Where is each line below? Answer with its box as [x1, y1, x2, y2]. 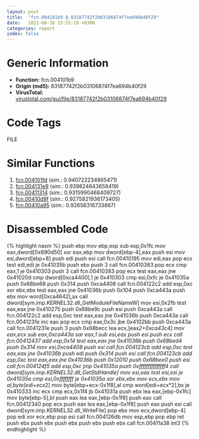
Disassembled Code [7, 223, 108, 236]
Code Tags [7, 116, 61, 130]
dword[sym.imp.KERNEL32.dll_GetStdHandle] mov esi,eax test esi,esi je [7, 369, 184, 376]
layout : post [7, 8, 39, 15]
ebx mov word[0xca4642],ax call [7, 292, 88, 300]
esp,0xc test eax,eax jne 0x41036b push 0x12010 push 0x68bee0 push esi [7, 356, 190, 363]
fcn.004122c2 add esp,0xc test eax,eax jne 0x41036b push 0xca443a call [7, 312, 188, 319]
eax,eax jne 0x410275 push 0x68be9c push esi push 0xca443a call [7, 305, 173, 313]
